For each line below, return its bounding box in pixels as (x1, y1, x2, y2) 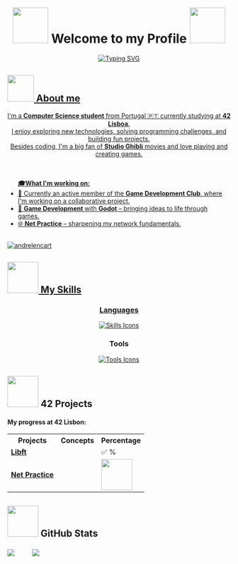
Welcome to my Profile (50, 31, 188, 47)
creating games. (95, 149, 143, 158)
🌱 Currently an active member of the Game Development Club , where (17, 189, 222, 197)
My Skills (40, 284, 82, 296)
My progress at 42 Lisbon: (7, 418, 86, 426)
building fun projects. (88, 134, 150, 143)
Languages (98, 305, 140, 315)
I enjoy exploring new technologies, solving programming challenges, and (11, 126, 227, 135)
